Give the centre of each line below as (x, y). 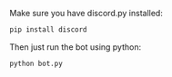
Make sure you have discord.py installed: (86, 13)
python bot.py (36, 63)
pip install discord (49, 30)
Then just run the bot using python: (76, 47)
